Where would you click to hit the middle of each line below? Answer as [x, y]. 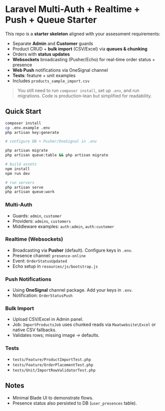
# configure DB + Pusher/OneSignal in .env [51, 141]
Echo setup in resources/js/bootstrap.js [55, 266]
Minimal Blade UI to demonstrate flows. [53, 397]
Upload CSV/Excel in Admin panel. [48, 319]
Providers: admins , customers [41, 221]
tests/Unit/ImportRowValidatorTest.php [54, 370]
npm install [17, 169]
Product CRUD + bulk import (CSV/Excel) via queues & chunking [80, 49]
